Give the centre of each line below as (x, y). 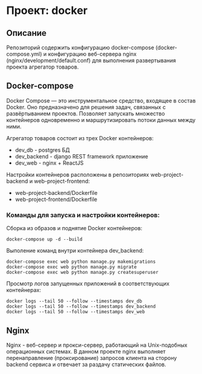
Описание (26, 33)
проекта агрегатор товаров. (42, 67)
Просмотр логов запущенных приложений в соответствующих (88, 284)
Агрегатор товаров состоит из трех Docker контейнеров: (80, 138)
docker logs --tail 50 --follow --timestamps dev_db (74, 301)
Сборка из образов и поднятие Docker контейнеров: (74, 228)
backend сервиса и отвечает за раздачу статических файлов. (86, 364)
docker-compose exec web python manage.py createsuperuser (82, 273)
